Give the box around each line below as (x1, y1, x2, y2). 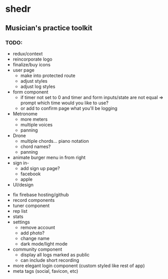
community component (12, 246, 63, 252)
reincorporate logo (12, 56, 52, 62)
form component (12, 88, 49, 95)
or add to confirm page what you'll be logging (20, 105, 118, 111)
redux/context (12, 50, 43, 57)
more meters (20, 116, 48, 122)
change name (20, 235, 50, 241)
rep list (12, 208, 28, 214)
